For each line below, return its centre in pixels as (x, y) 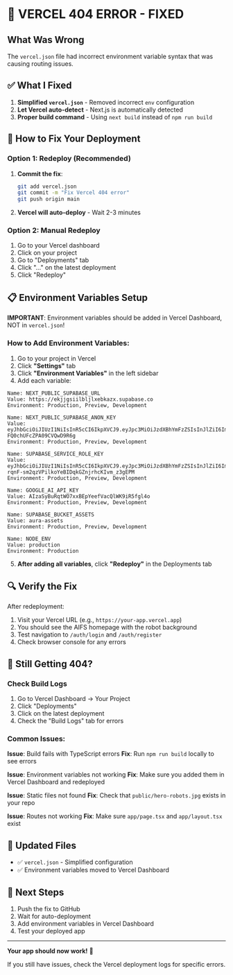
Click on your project (47, 253)
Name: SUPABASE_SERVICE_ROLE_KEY (55, 454)
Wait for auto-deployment (54, 916)
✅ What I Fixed (40, 86)
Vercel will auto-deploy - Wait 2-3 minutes (79, 213)
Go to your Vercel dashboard (59, 245)
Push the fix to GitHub (49, 908)
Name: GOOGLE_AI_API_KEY (43, 490)
